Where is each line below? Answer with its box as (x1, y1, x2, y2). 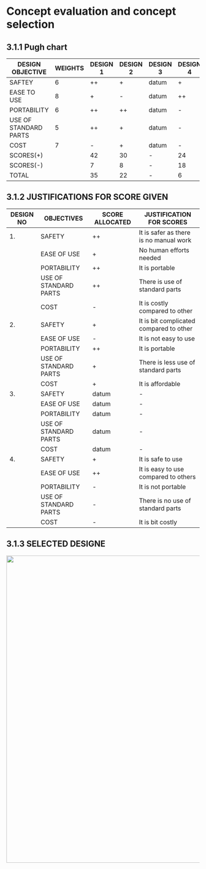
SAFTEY (9, 78, 34, 87)
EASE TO (9, 88, 36, 96)
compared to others (139, 472, 196, 481)
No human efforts (139, 246, 190, 254)
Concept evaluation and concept (6, 4, 177, 18)
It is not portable (139, 482, 186, 491)
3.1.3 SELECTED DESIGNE (6, 539, 106, 549)
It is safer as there (139, 228, 191, 237)
